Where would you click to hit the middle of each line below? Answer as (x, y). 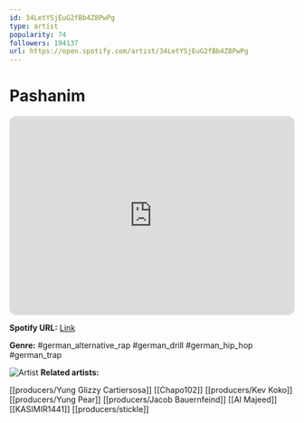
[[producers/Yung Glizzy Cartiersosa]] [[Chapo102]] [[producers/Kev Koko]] (151, 390)
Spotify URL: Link (43, 328)
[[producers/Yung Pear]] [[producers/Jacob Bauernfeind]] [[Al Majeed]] (143, 399)
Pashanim (47, 96)
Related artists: (70, 372)
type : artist (34, 26)
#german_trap (36, 355)
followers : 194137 (44, 43)
